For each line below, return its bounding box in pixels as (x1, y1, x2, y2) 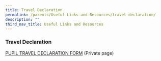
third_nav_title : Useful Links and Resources (5, 21, 103, 27)
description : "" (5, 17, 40, 22)
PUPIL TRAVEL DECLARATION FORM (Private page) (5, 50, 114, 56)
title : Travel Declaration (5, 7, 63, 13)
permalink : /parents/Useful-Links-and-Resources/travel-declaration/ (5, 12, 156, 17)
